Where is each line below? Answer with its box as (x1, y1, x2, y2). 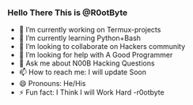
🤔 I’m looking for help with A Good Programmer (18, 51, 173, 60)
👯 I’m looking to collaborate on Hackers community (18, 42, 186, 51)
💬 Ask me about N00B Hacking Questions (18, 58, 155, 68)
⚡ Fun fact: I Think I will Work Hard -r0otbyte (18, 88, 165, 97)
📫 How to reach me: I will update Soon (18, 67, 147, 77)
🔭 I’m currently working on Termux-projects (18, 25, 161, 35)
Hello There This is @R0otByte (7, 7, 128, 18)
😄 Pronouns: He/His (18, 79, 86, 88)
